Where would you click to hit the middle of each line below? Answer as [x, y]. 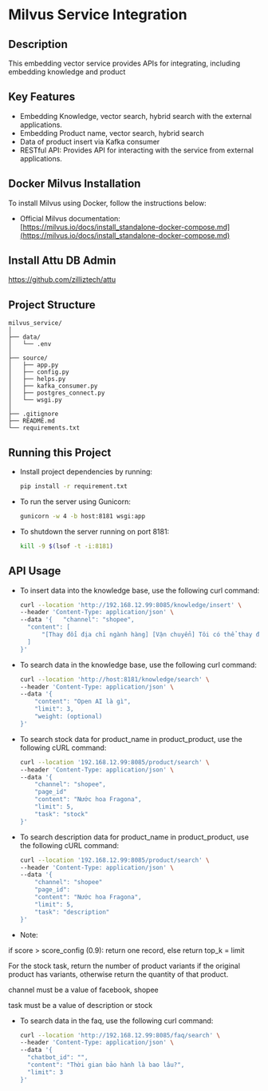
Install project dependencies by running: [86, 472]
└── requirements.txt [44, 428]
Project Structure [52, 305]
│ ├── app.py [33, 365]
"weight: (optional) [69, 716]
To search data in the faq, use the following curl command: [116, 1021]
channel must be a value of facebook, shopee [83, 990]
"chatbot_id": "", [58, 1057]
